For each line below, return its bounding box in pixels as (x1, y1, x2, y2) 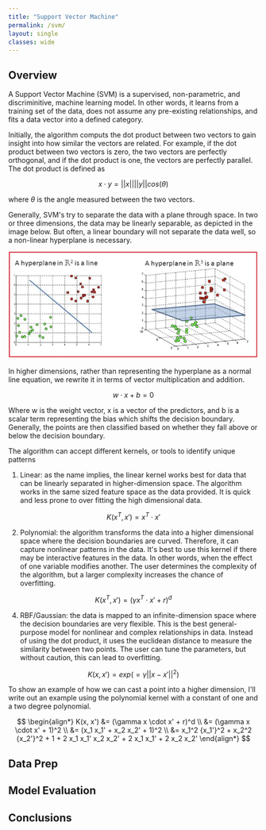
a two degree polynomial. (8, 701, 91, 711)
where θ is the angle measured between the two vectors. (8, 195, 195, 204)
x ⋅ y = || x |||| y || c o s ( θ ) (98, 180, 169, 189)
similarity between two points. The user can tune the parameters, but (19, 644, 246, 654)
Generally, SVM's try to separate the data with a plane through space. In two (8, 210, 258, 220)
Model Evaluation (8, 784, 97, 797)
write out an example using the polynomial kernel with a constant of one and (8, 693, 258, 703)
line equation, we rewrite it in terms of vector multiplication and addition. (8, 375, 245, 384)
